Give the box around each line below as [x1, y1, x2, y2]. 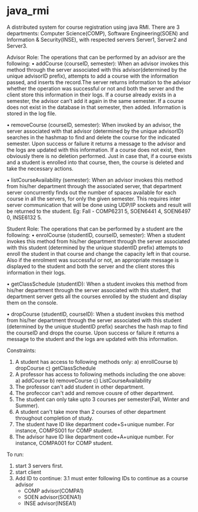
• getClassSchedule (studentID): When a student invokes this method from [6, 280, 188, 287]
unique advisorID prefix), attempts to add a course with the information [6, 72, 179, 79]
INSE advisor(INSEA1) [24, 500, 76, 507]
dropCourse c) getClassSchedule [15, 364, 96, 372]
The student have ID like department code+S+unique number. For [15, 420, 175, 427]
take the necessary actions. [6, 165, 74, 172]
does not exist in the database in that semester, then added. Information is [6, 103, 187, 111]
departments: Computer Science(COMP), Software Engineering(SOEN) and [6, 29, 189, 36]
